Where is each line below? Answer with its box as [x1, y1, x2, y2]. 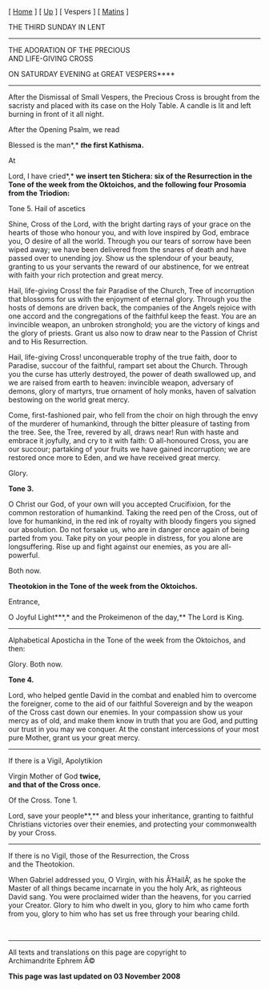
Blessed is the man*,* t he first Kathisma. [8, 140, 144, 150]
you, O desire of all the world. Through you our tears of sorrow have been [8, 236, 251, 246]
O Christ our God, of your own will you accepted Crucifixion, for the [8, 499, 231, 509]
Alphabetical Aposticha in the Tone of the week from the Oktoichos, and [8, 635, 246, 645]
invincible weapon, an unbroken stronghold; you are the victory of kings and [8, 320, 260, 329]
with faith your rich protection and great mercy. [8, 270, 164, 279]
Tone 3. [8, 484, 34, 493]
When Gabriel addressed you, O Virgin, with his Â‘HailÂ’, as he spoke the [8, 875, 247, 884]
